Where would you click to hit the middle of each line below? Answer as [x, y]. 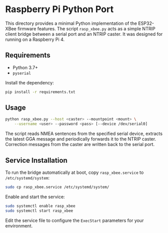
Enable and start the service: [35, 197]
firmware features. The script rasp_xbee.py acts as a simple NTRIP [86, 28]
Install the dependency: [30, 82]
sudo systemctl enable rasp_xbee [40, 206]
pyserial [22, 73]
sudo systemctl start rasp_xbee [39, 211]
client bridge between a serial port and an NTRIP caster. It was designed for [84, 34]
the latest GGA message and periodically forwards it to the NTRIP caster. [81, 139]
